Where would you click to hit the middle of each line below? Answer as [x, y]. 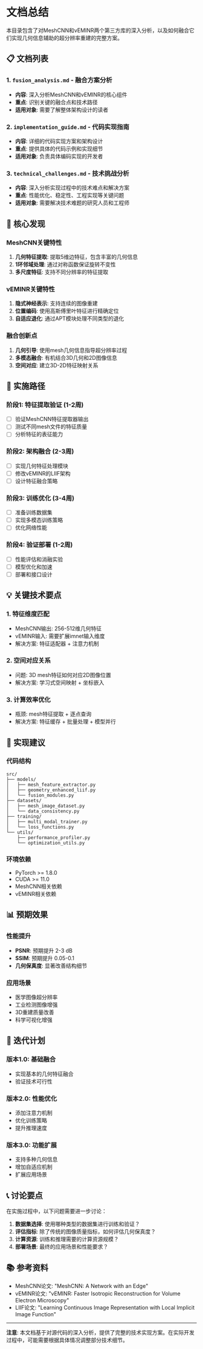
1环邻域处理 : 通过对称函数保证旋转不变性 [65, 264]
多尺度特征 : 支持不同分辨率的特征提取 [62, 272]
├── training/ [24, 816]
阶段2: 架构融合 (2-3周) [40, 451]
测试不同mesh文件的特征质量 [51, 426]
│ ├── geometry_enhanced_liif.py [51, 790]
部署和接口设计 [34, 574]
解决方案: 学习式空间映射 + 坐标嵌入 [60, 682]
